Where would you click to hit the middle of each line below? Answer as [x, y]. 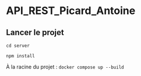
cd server [18, 46]
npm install [20, 56]
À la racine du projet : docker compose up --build [65, 67]
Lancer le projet [35, 32]
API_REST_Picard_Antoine [71, 11]
